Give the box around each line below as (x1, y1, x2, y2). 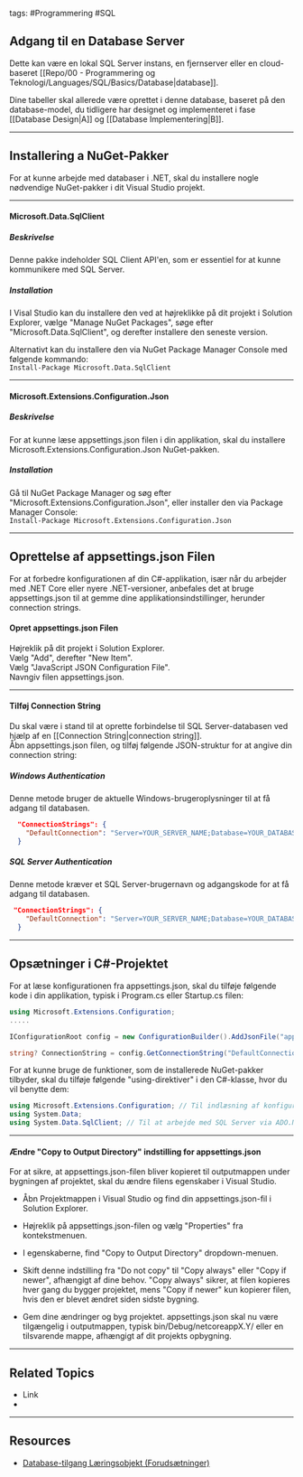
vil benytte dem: (9, 1084, 69, 1095)
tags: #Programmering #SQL (9, 8, 116, 18)
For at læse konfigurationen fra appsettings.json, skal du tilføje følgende (9, 980, 277, 991)
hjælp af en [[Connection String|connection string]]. (9, 730, 203, 741)
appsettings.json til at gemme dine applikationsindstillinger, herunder (9, 592, 265, 603)
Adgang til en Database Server (9, 33, 185, 49)
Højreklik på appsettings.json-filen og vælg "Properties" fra (22, 1220, 243, 1231)
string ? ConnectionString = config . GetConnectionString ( (9, 1048, 228, 1058)
